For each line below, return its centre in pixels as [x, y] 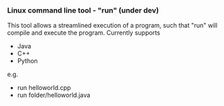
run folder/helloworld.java [54, 95]
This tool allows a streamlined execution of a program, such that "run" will [112, 26]
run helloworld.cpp [44, 88]
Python [27, 61]
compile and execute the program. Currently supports [84, 33]
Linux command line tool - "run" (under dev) [83, 10]
